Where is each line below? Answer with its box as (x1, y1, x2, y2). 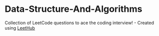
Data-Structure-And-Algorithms (5, 3, 142, 15)
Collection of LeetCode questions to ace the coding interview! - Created (5, 20, 154, 26)
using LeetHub (5, 25, 35, 31)
